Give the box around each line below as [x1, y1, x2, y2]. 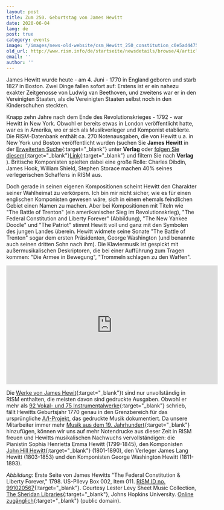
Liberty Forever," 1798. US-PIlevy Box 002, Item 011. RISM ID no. [6, 477, 166, 485]
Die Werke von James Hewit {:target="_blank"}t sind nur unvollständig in [6, 389, 186, 396]
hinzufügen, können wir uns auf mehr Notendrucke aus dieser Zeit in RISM [6, 427, 192, 435]
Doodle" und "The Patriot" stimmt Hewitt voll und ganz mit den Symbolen [6, 221, 188, 228]
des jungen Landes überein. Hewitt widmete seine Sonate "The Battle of [6, 228, 186, 235]
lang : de [6, 25, 28, 32]
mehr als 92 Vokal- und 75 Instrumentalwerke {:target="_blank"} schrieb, [6, 402, 187, 409]
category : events [6, 37, 50, 43]
